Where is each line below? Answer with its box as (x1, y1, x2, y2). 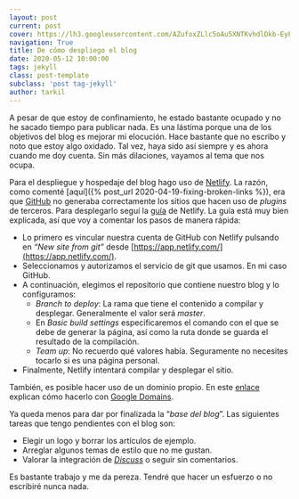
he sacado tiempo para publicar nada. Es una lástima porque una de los (9, 121, 272, 132)
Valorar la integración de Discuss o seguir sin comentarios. (21, 454, 238, 464)
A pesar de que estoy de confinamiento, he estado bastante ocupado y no (9, 112, 282, 123)
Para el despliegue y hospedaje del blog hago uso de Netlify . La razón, (9, 176, 269, 187)
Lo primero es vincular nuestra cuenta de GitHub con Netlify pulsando (21, 232, 279, 242)
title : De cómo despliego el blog (9, 46, 138, 55)
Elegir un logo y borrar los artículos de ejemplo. (21, 435, 197, 446)
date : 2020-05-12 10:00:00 (9, 54, 109, 63)
